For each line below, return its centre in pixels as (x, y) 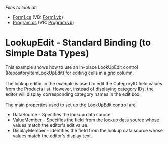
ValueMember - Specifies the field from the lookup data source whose (86, 120)
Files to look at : (21, 7)
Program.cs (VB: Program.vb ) (43, 22)
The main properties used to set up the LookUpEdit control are (70, 105)
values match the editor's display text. (52, 136)
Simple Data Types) (47, 54)
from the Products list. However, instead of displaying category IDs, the (80, 89)
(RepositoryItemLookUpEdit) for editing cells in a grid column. (70, 73)
